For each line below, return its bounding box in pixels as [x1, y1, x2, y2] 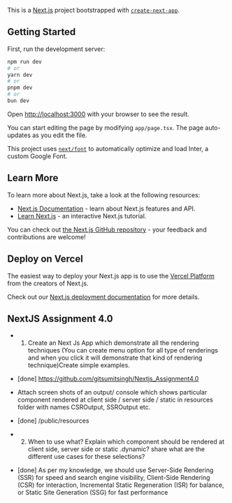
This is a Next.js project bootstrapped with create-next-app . [7, 6, 180, 14]
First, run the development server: [7, 45, 106, 53]
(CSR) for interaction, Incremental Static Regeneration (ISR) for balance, [17, 481, 225, 489]
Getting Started [7, 26, 76, 38]
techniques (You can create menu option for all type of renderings [27, 346, 219, 355]
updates [7, 131, 31, 139]
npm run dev [7, 58, 42, 65]
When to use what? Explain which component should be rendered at [27, 437, 225, 446]
